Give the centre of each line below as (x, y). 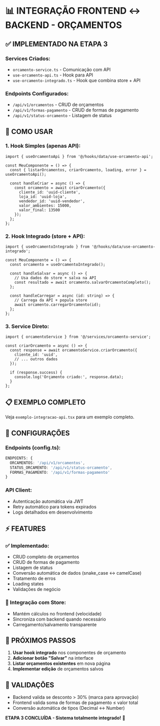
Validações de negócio (37, 589)
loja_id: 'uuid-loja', (43, 197)
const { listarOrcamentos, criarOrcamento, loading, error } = (78, 170)
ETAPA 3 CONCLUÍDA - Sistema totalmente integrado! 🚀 (65, 718)
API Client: (19, 490)
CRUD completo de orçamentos (46, 557)
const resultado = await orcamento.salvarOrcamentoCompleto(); (83, 283)
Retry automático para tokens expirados (54, 506)
